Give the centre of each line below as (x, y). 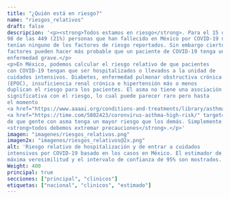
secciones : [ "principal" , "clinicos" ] (62, 178)
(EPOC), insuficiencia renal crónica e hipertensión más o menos (102, 83)
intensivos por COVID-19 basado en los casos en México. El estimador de (115, 154)
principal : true (30, 172)
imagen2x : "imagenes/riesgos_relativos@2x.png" (76, 141)
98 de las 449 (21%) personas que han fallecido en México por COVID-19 (113, 39)
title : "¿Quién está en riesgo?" (55, 13)
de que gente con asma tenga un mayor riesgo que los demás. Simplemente (115, 121)
